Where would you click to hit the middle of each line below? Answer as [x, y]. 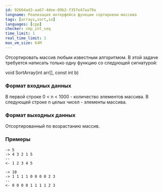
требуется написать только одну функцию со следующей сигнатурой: [81, 63]
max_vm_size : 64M [24, 43]
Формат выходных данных [40, 115]
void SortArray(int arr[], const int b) [42, 72]
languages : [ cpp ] [24, 24]
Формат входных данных [38, 86]
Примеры [18, 139]
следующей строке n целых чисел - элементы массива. [66, 102]
